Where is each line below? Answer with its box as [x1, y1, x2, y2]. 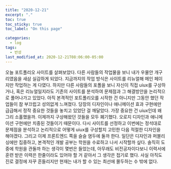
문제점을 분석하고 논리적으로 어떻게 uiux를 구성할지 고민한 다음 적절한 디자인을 [5, 126, 161, 132]
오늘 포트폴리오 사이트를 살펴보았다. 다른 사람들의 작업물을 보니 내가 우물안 [5, 69, 154, 75]
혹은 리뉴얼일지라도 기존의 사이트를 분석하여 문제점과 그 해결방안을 [16, 88, 148, 94]
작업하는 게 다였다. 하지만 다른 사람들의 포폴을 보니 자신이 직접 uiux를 [14, 82, 153, 88]
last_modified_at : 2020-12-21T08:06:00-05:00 [5, 54, 103, 60]
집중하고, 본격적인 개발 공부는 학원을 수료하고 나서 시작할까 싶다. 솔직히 [18, 139, 160, 145]
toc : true [5, 17, 26, 22]
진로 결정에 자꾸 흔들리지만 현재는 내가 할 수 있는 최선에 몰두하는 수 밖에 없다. [5, 158, 159, 164]
